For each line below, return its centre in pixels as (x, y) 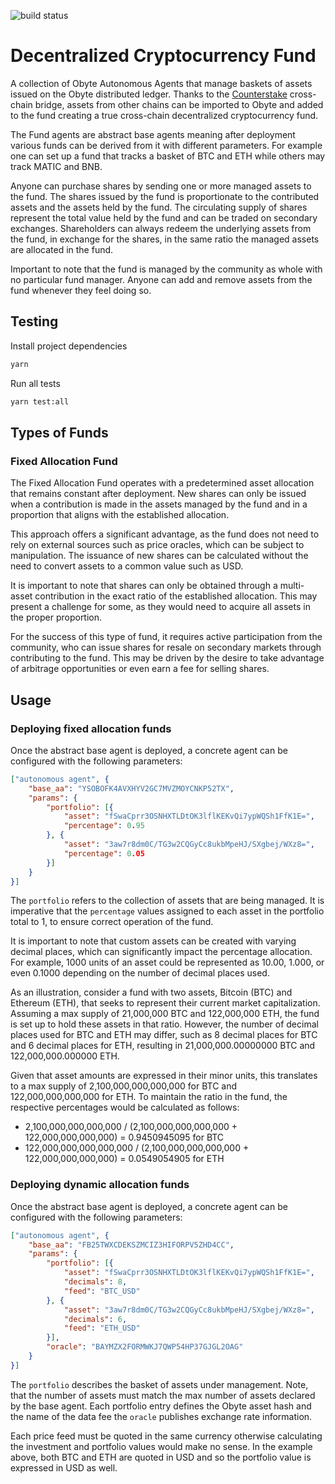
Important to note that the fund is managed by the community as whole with (166, 269)
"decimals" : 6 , (95, 1319)
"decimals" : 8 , (95, 1282)
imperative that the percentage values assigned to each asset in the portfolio (167, 911)
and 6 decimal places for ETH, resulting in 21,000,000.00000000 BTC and (163, 1046)
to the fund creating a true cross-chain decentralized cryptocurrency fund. (164, 115)
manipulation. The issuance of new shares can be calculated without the (159, 556)
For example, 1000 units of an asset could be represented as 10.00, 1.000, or (167, 962)
